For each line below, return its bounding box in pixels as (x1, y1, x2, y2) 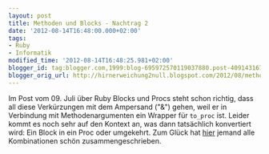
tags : (8, 34, 26, 43)
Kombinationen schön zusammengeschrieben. (8, 136, 162, 145)
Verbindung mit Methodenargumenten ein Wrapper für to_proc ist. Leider (8, 110, 250, 120)
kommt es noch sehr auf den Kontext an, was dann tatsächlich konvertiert (8, 119, 252, 128)
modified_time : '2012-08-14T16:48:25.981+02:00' (8, 57, 174, 65)
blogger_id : (8, 64, 48, 72)
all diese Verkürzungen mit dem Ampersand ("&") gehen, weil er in (8, 102, 227, 111)
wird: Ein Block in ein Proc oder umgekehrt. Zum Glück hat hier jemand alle (8, 128, 255, 137)
